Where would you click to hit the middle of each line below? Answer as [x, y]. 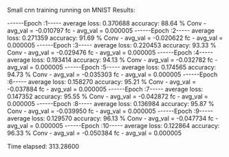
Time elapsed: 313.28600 [43, 146]
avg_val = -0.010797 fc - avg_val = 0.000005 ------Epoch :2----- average [111, 31]
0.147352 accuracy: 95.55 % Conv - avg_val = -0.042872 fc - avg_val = [108, 96]
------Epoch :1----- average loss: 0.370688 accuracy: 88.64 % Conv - [107, 23]
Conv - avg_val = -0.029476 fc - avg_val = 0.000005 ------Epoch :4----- [110, 52]
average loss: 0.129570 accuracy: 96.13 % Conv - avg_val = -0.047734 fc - [113, 118]
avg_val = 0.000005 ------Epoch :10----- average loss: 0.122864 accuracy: [113, 126]
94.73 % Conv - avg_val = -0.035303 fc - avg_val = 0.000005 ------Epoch [112, 74]
